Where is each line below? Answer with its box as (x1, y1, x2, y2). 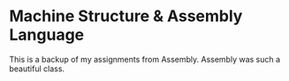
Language (9, 25, 85, 45)
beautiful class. (9, 63, 65, 74)
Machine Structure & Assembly (9, 6, 243, 26)
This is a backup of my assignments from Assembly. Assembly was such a (9, 54, 281, 64)
